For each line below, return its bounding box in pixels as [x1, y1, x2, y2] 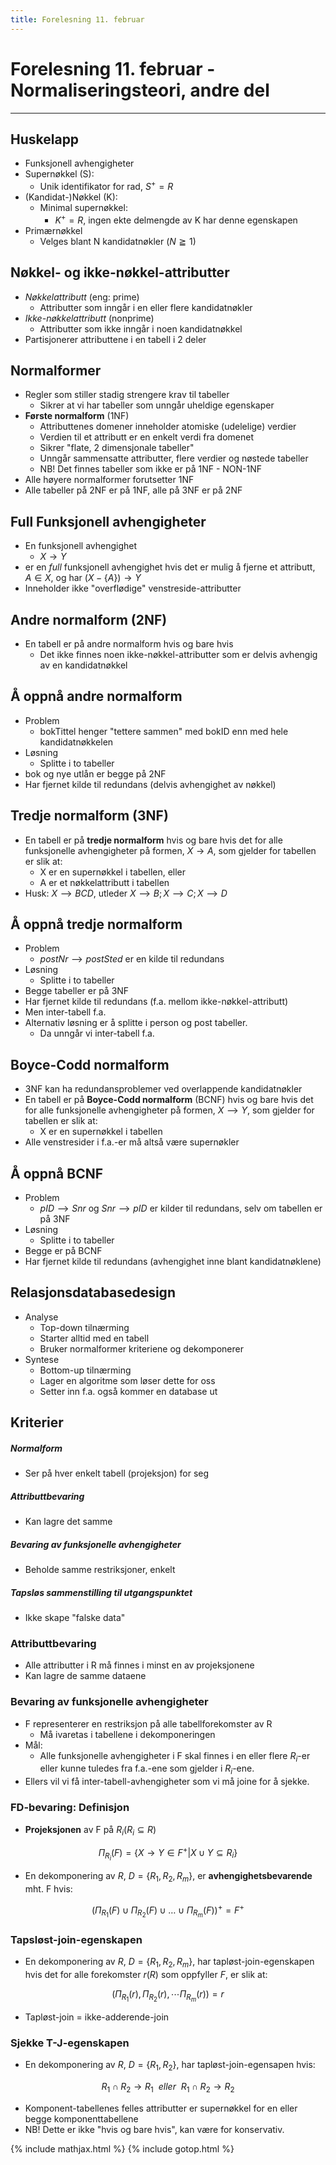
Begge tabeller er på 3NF [24, 985, 130, 997]
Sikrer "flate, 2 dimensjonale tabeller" [39, 442, 195, 454]
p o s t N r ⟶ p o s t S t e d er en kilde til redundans [39, 953, 225, 965]
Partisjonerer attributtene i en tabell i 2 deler [24, 333, 207, 345]
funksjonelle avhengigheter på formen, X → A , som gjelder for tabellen [24, 844, 317, 856]
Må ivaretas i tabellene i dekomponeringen [39, 1728, 216, 1740]
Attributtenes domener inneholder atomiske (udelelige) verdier [39, 421, 297, 433]
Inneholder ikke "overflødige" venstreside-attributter [24, 582, 242, 595]
